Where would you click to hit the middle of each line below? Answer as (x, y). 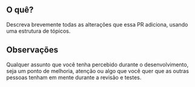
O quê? (20, 10)
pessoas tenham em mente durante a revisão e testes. (74, 77)
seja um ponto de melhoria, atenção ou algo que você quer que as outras (98, 71)
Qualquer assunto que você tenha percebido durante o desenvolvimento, (97, 64)
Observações (32, 50)
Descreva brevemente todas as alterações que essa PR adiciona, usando (97, 24)
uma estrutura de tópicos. (38, 31)
